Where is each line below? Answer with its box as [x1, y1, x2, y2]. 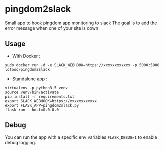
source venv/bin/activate [5, 90, 59, 95]
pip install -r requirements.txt [5, 94, 75, 99]
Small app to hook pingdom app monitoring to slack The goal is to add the [5, 20, 157, 26]
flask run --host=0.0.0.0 [5, 107, 59, 112]
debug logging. [5, 139, 36, 145]
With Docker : [12, 53, 41, 59]
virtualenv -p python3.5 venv [5, 85, 68, 90]
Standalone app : [12, 76, 48, 82]
